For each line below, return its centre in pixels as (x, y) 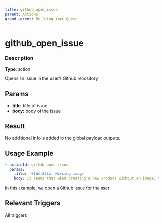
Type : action (18, 69)
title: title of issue (30, 105)
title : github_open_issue (31, 10)
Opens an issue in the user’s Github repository (52, 78)
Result (15, 126)
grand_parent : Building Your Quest (41, 19)
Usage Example (29, 153)
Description (19, 58)
